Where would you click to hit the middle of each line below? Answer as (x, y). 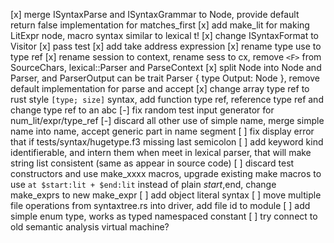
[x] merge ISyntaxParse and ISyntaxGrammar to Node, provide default (155, 14)
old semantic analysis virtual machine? (90, 227)
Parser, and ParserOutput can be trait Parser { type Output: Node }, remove (165, 78)
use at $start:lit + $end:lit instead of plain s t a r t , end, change (143, 184)
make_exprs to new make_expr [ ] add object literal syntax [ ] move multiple (166, 195)
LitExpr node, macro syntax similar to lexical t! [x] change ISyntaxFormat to (165, 35)
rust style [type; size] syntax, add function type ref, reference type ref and (167, 99)
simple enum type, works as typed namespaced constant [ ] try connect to (164, 216)
